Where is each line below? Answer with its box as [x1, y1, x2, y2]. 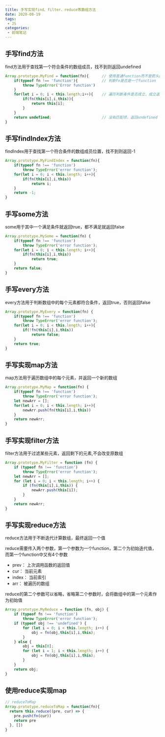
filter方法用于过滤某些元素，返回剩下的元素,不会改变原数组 [5, 450, 124, 456]
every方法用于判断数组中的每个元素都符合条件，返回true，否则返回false [5, 299, 151, 305]
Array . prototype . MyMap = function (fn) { [5, 385, 89, 390]
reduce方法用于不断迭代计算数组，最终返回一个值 [5, 535, 106, 541]
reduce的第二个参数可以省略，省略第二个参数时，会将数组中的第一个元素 [5, 591, 153, 597]
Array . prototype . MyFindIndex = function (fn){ [5, 158, 100, 163]
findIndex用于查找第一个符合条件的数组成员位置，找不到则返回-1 [5, 149, 136, 155]
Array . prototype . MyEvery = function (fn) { [5, 309, 93, 314]
